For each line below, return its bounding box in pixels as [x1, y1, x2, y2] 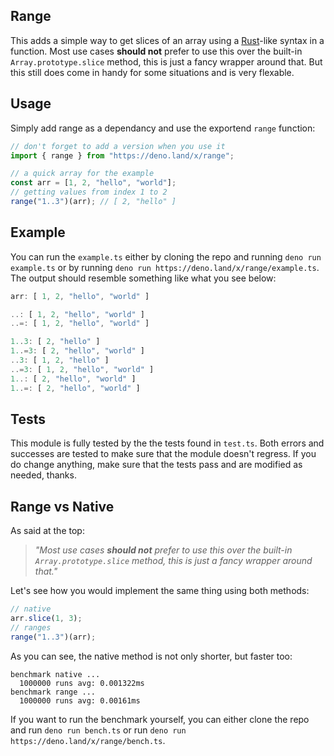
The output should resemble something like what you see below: [10, 272, 277, 284]
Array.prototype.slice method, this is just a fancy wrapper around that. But [10, 55, 323, 68]
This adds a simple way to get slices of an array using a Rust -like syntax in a [10, 34, 325, 46]
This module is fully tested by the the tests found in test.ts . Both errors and [10, 437, 325, 449]
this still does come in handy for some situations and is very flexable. [10, 66, 295, 78]
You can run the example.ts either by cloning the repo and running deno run [10, 250, 322, 263]
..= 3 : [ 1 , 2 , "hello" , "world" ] [10, 364, 155, 374]
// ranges [10, 622, 52, 633]
